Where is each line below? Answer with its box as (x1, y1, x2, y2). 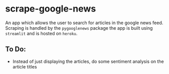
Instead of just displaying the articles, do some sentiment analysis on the (12, 58, 164, 64)
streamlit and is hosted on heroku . (5, 30, 78, 36)
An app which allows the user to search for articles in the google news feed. (5, 20, 163, 26)
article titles (12, 63, 37, 69)
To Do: (5, 45, 26, 53)
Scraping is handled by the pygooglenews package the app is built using (5, 25, 153, 31)
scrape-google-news (5, 3, 96, 15)
